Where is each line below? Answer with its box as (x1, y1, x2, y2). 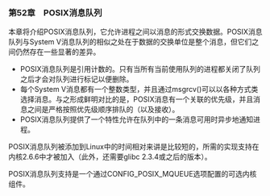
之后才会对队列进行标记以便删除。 (19, 74, 134, 84)
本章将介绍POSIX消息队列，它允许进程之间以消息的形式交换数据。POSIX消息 (8, 27, 263, 37)
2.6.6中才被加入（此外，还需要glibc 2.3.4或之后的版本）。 (22, 152, 212, 162)
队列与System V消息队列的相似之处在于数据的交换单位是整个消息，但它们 (8, 37, 252, 47)
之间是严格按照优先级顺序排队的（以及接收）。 (27, 105, 180, 115)
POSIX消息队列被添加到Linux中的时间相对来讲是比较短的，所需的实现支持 (8, 142, 252, 152)
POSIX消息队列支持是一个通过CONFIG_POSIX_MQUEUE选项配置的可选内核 (8, 169, 257, 179)
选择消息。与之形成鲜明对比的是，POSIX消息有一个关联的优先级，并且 (19, 94, 254, 104)
